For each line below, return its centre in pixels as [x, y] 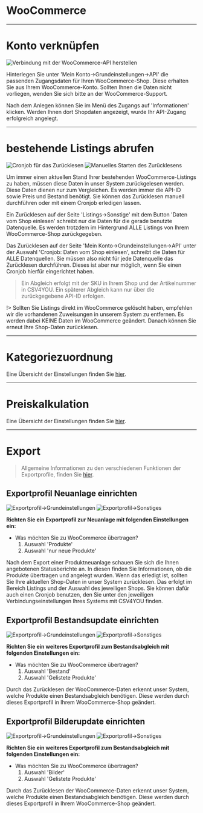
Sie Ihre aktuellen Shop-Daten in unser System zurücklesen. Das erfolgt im [99, 582]
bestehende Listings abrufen [80, 149]
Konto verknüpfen [53, 46]
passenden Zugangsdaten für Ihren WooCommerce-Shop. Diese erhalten [98, 81]
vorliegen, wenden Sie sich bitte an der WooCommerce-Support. [87, 93]
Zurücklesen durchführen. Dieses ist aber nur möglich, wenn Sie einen [94, 265]
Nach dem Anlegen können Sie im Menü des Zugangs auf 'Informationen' [98, 105]
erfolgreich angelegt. [32, 118]
